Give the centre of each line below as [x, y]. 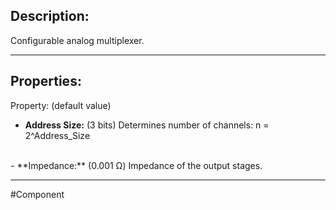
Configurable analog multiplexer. [77, 40]
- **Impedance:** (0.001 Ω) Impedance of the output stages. [136, 165]
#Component [37, 194]
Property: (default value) [61, 105]
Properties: [46, 81]
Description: [50, 16]
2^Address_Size [57, 135]
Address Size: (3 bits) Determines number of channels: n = [147, 125]
